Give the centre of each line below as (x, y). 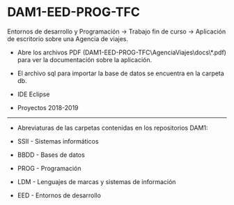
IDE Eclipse (33, 94)
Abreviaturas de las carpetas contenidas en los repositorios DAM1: (112, 128)
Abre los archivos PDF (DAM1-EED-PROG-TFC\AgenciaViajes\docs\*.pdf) (122, 52)
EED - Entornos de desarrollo (59, 195)
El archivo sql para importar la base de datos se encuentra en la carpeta (120, 73)
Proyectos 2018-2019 (48, 107)
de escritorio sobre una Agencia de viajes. (68, 38)
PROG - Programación (49, 168)
